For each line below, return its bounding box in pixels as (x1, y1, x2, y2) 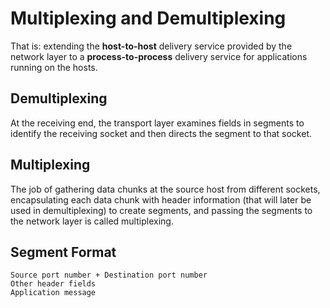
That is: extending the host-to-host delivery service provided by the (10, 40, 293, 52)
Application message (10, 288, 97, 298)
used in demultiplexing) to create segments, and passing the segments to (10, 204, 313, 216)
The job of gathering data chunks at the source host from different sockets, (10, 183, 321, 195)
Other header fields (10, 279, 97, 289)
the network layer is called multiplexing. (10, 215, 174, 227)
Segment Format (10, 243, 117, 261)
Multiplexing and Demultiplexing (10, 7, 287, 30)
